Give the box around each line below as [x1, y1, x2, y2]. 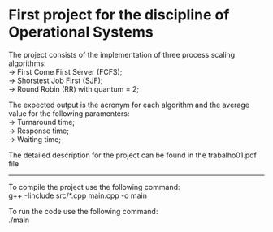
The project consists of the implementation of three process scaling [8, 49, 236, 59]
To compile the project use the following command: [8, 182, 180, 191]
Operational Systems [8, 23, 154, 41]
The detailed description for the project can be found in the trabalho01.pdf [8, 150, 258, 160]
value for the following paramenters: [8, 108, 130, 118]
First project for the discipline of [8, 6, 230, 24]
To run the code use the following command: [8, 206, 158, 216]
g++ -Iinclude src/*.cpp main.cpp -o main [8, 191, 148, 200]
